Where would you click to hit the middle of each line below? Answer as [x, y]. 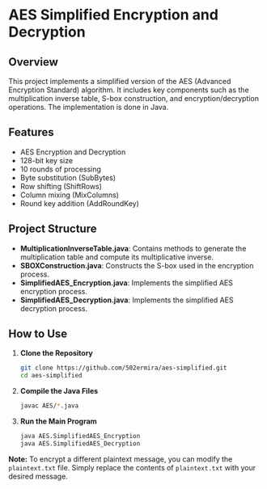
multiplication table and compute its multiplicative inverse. [117, 257]
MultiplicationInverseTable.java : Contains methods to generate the [133, 248]
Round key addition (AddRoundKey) [80, 203]
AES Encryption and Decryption [73, 152]
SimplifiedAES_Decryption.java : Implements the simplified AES [127, 300]
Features [31, 132]
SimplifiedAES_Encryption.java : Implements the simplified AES [126, 282]
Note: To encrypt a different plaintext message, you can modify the [121, 459]
